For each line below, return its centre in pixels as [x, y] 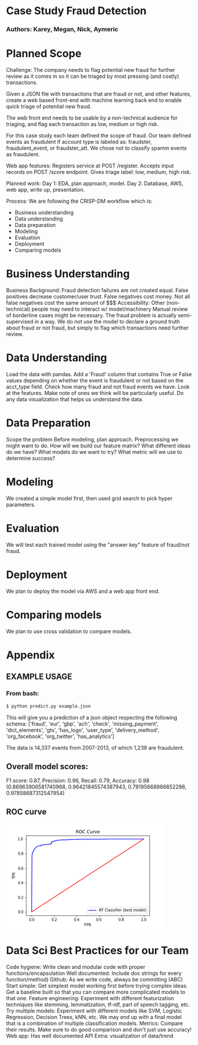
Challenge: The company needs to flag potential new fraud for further [91, 70]
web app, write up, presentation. [46, 190]
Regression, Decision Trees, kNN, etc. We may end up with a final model [94, 1017]
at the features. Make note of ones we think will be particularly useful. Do [95, 393]
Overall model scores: [47, 767]
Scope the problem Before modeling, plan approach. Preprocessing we [92, 439]
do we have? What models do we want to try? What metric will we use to [94, 451]
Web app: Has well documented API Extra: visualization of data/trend [90, 1036]
